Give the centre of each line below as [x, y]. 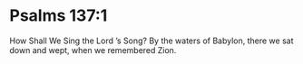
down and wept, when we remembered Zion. [93, 50]
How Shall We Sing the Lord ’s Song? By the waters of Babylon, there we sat [151, 41]
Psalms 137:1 [59, 16]
